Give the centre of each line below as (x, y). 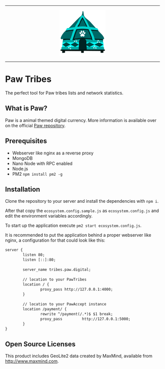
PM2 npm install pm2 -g (37, 174)
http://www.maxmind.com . (32, 361)
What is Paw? (26, 108)
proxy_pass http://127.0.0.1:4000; (76, 290)
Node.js (20, 169)
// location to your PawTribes (55, 280)
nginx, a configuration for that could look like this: (55, 240)
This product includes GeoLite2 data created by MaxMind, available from (79, 356)
